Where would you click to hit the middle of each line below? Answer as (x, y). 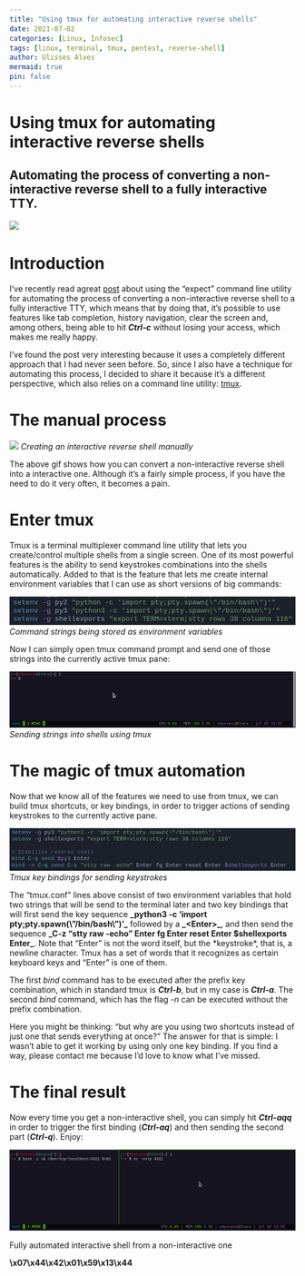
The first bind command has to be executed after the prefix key (128, 980)
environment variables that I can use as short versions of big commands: (146, 584)
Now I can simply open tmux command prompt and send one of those (140, 649)
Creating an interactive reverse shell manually (107, 446)
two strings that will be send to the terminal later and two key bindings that (149, 905)
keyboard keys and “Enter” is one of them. (89, 962)
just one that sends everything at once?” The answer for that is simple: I (144, 1036)
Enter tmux (52, 520)
